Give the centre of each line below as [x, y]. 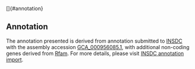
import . [15, 59]
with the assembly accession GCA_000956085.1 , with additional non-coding [98, 47]
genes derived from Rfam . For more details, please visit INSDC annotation [95, 53]
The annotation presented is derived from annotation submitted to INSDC [94, 41]
